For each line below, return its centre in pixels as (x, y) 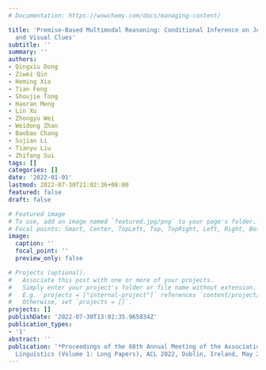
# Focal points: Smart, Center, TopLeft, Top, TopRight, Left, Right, (127, 229)
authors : (23, 60)
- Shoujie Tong (33, 96)
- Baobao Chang (33, 133)
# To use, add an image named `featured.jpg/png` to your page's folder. (133, 222)
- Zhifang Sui (32, 156)
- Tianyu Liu (30, 148)
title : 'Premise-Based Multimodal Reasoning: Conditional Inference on (129, 30)
